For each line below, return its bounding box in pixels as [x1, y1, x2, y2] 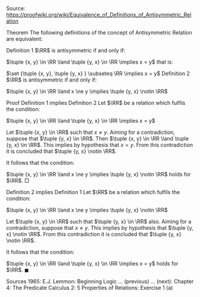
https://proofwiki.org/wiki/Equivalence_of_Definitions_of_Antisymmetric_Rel [6, 11, 192, 18]
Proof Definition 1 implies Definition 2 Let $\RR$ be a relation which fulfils [6, 99, 186, 107]
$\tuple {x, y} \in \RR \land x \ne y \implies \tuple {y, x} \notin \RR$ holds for [6, 171, 191, 178]
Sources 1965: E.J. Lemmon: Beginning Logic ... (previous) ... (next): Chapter [6, 278, 194, 285]
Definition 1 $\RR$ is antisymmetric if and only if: [6, 47, 126, 54]
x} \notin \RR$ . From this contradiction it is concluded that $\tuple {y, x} [6, 231, 182, 238]
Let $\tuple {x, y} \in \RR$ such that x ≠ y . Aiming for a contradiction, [6, 129, 176, 136]
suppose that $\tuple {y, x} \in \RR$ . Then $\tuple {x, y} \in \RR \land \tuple [6, 135, 189, 142]
